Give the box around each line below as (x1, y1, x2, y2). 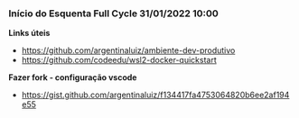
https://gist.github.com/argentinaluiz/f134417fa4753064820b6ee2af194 (21, 89, 290, 101)
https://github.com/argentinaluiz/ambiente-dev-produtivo (21, 45, 236, 56)
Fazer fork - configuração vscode (8, 72, 137, 83)
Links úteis (8, 28, 51, 39)
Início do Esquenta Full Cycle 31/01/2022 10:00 (8, 7, 219, 20)
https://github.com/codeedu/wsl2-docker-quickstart (21, 55, 218, 66)
